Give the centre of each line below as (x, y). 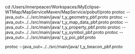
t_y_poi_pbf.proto (79, 37)
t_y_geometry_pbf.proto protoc (92, 17)
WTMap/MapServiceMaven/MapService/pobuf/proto (58, 12)
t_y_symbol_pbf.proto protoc (90, 32)
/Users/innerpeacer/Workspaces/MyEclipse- (56, 7)
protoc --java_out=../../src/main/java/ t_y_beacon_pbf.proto (64, 47)
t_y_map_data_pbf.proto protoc (93, 22)
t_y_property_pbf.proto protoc (91, 27)
